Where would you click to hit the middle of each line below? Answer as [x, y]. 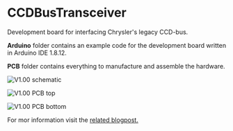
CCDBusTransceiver [67, 13]
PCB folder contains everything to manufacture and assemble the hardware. [116, 66]
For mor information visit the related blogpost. [73, 120]
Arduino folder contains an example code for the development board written [117, 45]
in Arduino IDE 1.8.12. [37, 53]
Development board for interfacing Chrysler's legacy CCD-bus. [98, 32]
